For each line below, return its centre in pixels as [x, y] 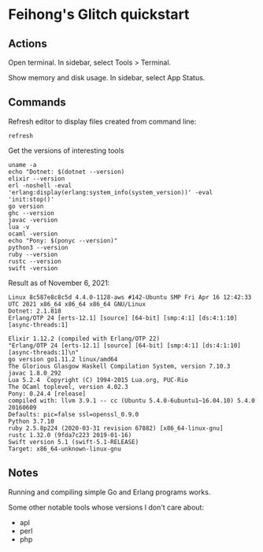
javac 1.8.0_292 [35, 373]
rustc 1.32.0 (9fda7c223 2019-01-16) [70, 435]
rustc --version [35, 261]
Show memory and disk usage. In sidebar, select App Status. [107, 78]
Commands [37, 103]
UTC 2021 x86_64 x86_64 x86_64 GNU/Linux [77, 304]
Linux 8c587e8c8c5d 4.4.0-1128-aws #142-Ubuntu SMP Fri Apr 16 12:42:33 [130, 297]
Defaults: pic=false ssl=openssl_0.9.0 [74, 414]
